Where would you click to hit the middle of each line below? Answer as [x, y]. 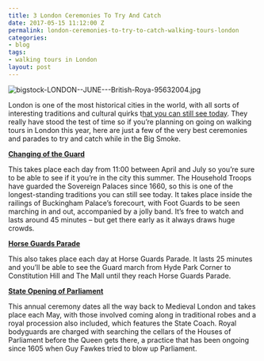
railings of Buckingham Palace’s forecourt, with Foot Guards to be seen [124, 203]
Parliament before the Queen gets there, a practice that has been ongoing [129, 340]
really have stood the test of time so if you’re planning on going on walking [130, 122]
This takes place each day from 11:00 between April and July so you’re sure [132, 169]
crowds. [21, 228]
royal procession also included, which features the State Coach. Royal [122, 323]
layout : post [30, 67]
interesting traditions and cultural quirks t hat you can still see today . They [128, 113]
